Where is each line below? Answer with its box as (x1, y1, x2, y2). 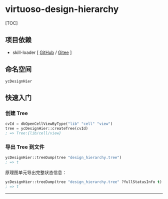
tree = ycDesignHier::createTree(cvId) (5, 126, 88, 131)
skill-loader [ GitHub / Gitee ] (12, 49, 72, 55)
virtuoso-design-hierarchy (5, 3, 119, 15)
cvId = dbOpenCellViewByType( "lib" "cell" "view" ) (5, 121, 113, 126)
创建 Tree (5, 109, 28, 116)
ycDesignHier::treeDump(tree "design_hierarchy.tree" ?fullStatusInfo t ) (5, 179, 162, 184)
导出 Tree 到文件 (5, 143, 45, 150)
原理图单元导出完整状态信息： (5, 169, 66, 175)
